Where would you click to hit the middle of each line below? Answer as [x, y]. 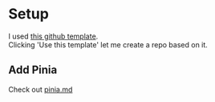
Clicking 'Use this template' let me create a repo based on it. [108, 44]
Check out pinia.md [41, 89]
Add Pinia [33, 70]
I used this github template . [53, 36]
